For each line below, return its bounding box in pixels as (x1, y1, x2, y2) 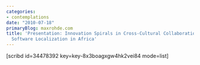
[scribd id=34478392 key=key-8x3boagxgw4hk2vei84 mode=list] (6, 53, 169, 59)
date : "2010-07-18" (6, 19, 55, 25)
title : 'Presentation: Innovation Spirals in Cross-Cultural (6, 31, 161, 37)
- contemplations (6, 14, 49, 20)
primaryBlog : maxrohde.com (6, 25, 73, 31)
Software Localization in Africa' (11, 36, 97, 42)
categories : (6, 8, 36, 15)
